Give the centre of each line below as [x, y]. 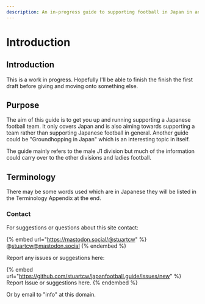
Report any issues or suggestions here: [56, 258]
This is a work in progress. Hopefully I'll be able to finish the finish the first [100, 80]
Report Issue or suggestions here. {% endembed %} [72, 283]
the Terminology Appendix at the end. [54, 198]
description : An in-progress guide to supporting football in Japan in [99, 12]
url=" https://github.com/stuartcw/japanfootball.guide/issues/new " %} [94, 276]
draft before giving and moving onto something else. [72, 86]
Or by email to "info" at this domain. [51, 294]
